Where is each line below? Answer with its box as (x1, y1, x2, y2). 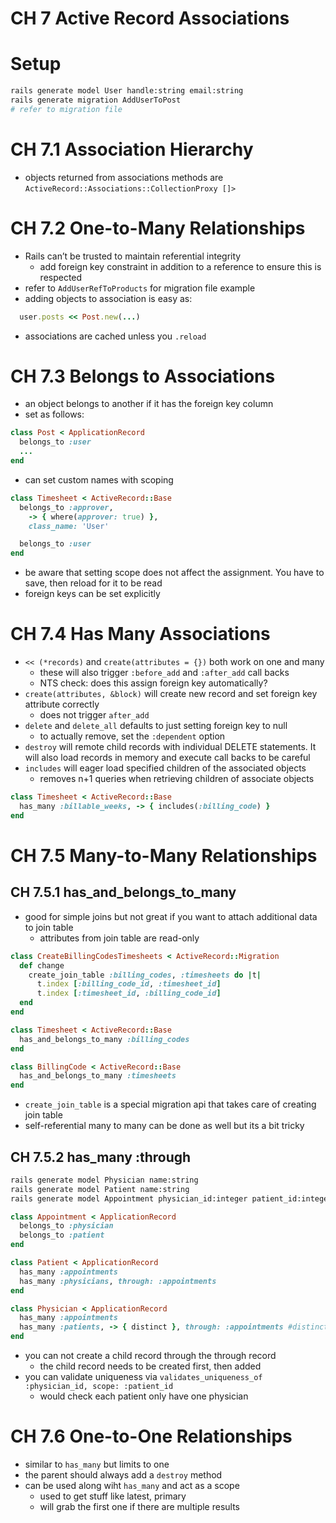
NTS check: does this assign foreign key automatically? (39, 677, 268, 689)
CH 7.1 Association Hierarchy (10, 138, 254, 161)
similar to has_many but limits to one (24, 1458, 170, 1470)
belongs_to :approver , (19, 502, 114, 512)
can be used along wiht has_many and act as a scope (24, 1480, 240, 1491)
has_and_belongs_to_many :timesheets (19, 1071, 177, 1081)
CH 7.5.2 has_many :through (10, 1148, 192, 1166)
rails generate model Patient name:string (10, 1184, 190, 1194)
